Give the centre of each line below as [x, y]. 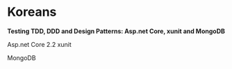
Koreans [32, 12]
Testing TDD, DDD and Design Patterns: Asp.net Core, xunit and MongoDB [116, 31]
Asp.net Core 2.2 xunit [39, 44]
